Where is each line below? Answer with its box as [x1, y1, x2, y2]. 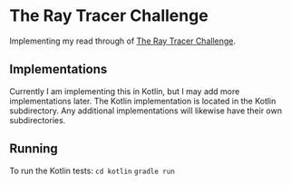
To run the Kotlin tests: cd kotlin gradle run [9, 165, 175, 176]
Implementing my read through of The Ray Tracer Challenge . [9, 35, 237, 46]
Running [9, 141, 59, 157]
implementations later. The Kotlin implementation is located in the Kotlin [9, 95, 276, 106]
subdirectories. [9, 114, 66, 125]
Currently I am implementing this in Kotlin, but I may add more [9, 85, 240, 96]
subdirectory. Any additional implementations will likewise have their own [9, 105, 283, 116]
